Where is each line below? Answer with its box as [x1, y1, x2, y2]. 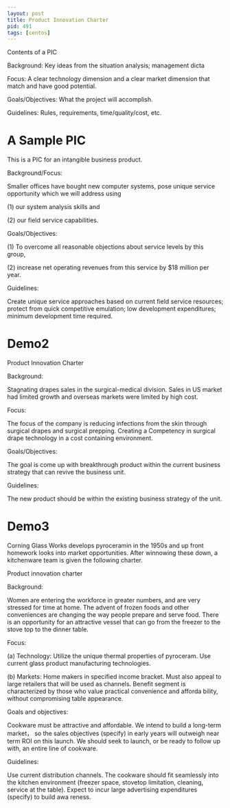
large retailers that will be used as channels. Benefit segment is [7, 680, 186, 688]
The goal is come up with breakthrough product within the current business [7, 461, 221, 469]
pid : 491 [7, 23, 32, 30]
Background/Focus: [7, 169, 63, 177]
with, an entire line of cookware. [7, 744, 98, 753]
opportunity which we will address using [7, 190, 122, 198]
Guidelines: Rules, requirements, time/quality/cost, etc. [7, 109, 162, 117]
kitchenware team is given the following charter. [7, 556, 143, 565]
